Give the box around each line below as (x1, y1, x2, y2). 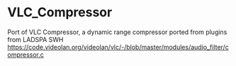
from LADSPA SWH (7, 35, 64, 43)
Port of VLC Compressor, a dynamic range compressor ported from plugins (7, 28, 227, 36)
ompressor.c (7, 50, 45, 59)
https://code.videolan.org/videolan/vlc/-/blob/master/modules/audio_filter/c (7, 43, 229, 51)
